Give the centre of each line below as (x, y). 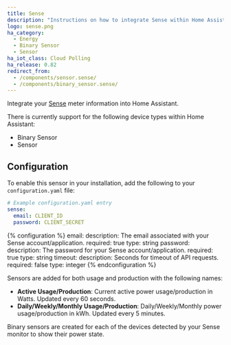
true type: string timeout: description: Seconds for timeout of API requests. (113, 257)
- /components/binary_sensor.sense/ (66, 84)
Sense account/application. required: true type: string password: (99, 242)
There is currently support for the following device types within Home (106, 117)
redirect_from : (29, 71)
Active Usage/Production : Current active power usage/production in (115, 291)
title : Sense (26, 13)
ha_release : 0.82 (32, 65)
